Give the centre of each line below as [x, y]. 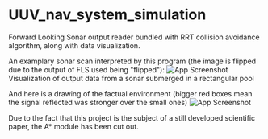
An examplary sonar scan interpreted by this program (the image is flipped [132, 61]
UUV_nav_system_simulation [107, 15]
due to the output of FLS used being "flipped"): [87, 69]
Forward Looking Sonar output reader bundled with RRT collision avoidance [134, 37]
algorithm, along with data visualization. [74, 45]
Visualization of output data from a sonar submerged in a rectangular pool [131, 78]
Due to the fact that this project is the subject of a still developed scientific [132, 117]
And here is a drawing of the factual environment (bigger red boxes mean [130, 93]
